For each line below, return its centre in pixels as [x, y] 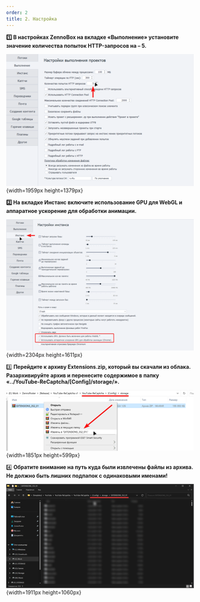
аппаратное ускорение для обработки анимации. [71, 211]
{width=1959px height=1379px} [45, 190]
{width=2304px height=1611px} [44, 355]
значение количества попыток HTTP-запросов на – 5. [76, 45]
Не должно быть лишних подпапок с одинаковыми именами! [87, 476]
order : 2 [17, 13]
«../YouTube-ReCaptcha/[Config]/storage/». [63, 382]
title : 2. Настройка [32, 19]
